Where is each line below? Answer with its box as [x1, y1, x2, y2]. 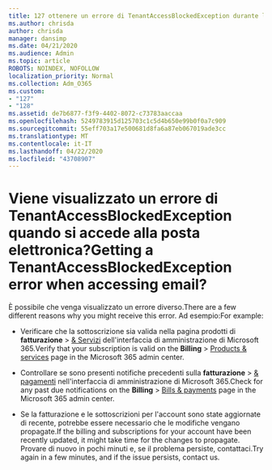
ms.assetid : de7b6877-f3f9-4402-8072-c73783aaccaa [8, 110, 183, 118]
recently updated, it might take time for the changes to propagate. [19, 435, 240, 445]
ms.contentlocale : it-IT [8, 139, 92, 148]
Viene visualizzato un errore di [8, 189, 219, 208]
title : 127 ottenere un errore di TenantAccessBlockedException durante [8, 11, 259, 20]
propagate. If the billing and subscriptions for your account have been [19, 426, 252, 437]
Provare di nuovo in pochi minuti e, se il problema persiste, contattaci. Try [19, 444, 264, 454]
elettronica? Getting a [8, 241, 154, 260]
